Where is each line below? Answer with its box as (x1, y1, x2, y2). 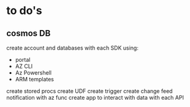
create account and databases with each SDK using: (6, 44, 139, 51)
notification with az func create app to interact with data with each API (6, 94, 184, 101)
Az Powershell (15, 69, 52, 76)
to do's (6, 4, 42, 18)
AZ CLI (15, 62, 33, 70)
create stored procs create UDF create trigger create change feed (6, 87, 173, 95)
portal (15, 56, 31, 63)
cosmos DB (6, 28, 51, 39)
